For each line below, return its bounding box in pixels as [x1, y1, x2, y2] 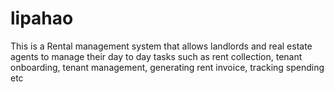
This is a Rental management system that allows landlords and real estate [10, 40, 313, 52]
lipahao [10, 7, 74, 30]
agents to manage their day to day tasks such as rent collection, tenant [10, 50, 303, 62]
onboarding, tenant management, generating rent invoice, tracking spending [10, 61, 325, 73]
